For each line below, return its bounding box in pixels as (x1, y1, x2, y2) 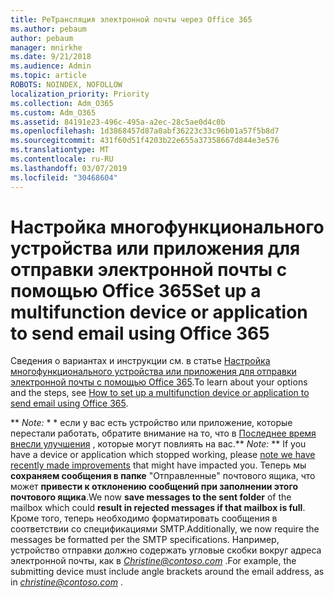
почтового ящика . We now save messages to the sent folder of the (10, 491, 292, 503)
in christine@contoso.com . (10, 576, 123, 588)
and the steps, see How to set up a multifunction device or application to (10, 387, 310, 399)
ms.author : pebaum (10, 24, 87, 34)
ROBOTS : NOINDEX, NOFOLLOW (10, 80, 123, 90)
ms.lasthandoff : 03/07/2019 (10, 163, 128, 173)
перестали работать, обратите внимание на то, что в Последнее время (10, 427, 317, 440)
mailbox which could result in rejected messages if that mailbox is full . (10, 502, 306, 514)
